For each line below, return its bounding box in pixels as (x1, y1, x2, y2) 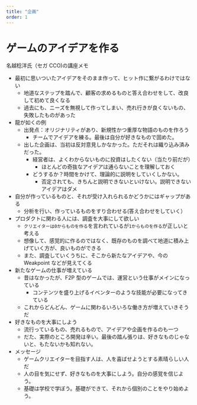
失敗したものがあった (23, 112, 76, 119)
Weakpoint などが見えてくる (23, 260, 93, 267)
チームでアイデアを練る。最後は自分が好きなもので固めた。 (32, 134, 177, 141)
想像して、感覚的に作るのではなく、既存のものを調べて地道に (23, 237, 173, 244)
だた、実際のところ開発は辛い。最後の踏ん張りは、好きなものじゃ (23, 333, 185, 341)
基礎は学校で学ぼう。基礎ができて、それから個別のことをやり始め (23, 385, 185, 392)
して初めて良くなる (23, 97, 71, 104)
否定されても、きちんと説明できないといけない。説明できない (41, 178, 191, 185)
